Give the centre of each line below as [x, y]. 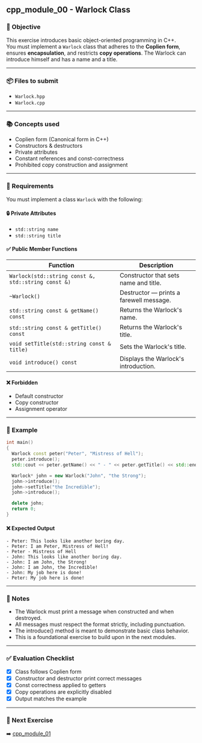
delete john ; [28, 503]
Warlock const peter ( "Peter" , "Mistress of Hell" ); [78, 454]
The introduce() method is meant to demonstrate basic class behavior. [102, 631]
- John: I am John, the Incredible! [52, 568]
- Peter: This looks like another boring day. [66, 541]
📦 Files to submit [32, 80]
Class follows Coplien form [48, 672]
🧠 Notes [18, 599]
